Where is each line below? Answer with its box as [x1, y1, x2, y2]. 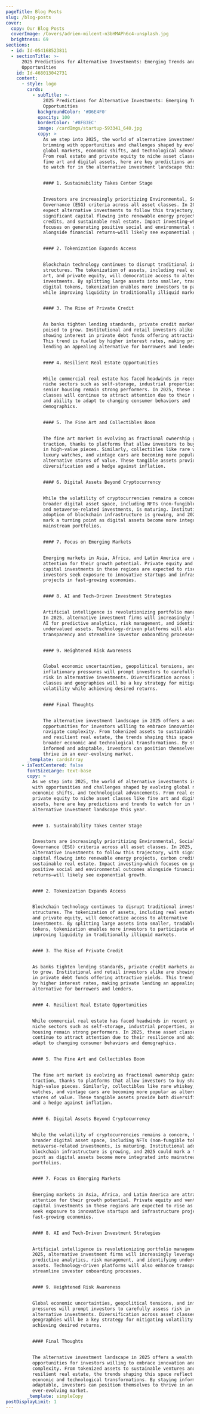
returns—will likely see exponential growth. [32, 872, 147, 878]
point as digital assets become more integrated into [32, 1154, 169, 1160]
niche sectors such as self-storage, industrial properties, [32, 1023, 187, 1029]
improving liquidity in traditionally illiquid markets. [32, 931, 177, 938]
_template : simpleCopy [27, 1393, 84, 1400]
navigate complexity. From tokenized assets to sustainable [43, 729, 196, 735]
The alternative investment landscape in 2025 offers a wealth [32, 1354, 193, 1360]
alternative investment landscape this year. [32, 806, 147, 812]
